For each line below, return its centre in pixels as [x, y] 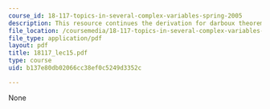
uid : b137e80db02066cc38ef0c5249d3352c [75, 68]
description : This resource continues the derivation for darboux [122, 23]
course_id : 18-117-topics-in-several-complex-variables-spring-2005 [125, 16]
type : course [30, 61]
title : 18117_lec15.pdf [48, 53]
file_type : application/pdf [55, 38]
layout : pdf [28, 46]
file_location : [34, 30]
